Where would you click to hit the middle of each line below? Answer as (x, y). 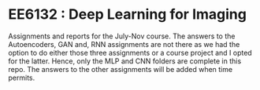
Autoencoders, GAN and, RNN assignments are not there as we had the (124, 44)
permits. (22, 77)
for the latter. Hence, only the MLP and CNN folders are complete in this (125, 61)
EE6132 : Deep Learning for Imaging (127, 14)
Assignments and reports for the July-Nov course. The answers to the (122, 36)
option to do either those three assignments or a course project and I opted (130, 52)
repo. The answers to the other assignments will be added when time (121, 69)
